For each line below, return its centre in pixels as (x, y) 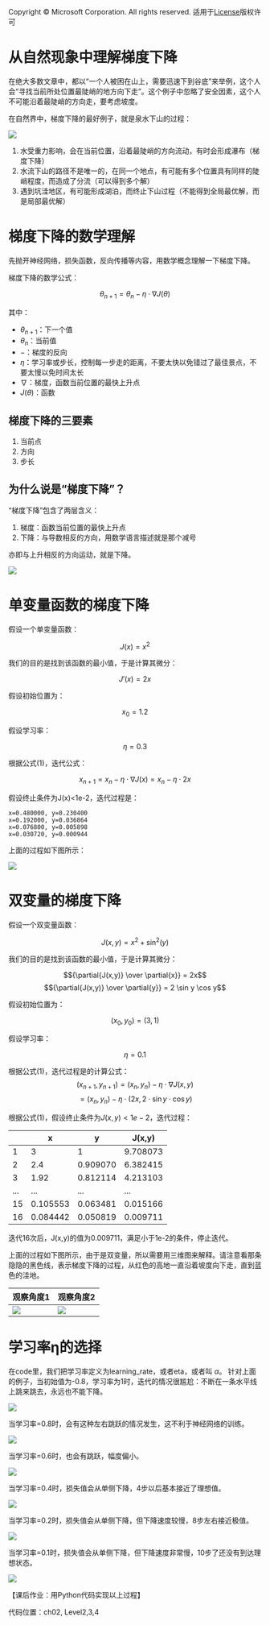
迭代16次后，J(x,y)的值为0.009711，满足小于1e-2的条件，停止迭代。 (121, 1238)
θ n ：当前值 (38, 342)
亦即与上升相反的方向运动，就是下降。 (72, 554)
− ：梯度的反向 (44, 352)
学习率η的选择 (55, 1347)
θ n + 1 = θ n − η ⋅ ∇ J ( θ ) (135, 294)
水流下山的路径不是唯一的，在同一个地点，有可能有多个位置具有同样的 (136, 171)
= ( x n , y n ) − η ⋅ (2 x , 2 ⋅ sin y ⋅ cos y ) (136, 1100)
